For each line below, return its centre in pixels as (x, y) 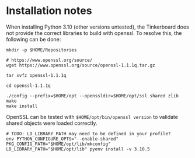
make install (22, 106)
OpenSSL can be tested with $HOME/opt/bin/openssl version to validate (92, 117)
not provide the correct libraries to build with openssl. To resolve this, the (94, 33)
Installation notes (49, 11)
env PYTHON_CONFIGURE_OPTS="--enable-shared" (62, 139)
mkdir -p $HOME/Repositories (41, 50)
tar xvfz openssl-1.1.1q (36, 75)
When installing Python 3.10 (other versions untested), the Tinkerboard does (97, 27)
